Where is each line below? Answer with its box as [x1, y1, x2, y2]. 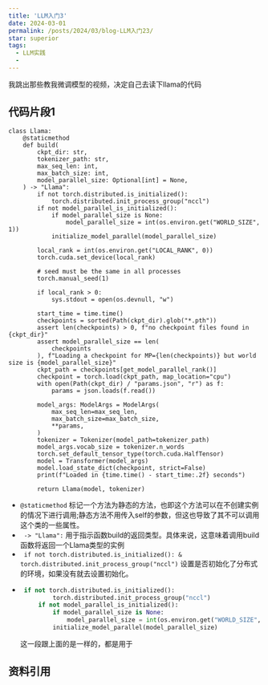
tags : [8, 42, 26, 50]
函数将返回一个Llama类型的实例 [19, 540, 125, 549]
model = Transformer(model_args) [37, 456, 149, 465]
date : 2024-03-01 [8, 19, 67, 27]
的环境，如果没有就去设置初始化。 [19, 569, 133, 578]
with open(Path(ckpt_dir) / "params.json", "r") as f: [37, 379, 225, 387]
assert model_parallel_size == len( [37, 338, 160, 346]
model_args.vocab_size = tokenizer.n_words [37, 443, 185, 451]
